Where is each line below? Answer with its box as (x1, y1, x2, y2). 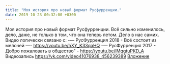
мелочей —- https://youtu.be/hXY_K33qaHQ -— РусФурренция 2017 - (5, 42, 156, 48)
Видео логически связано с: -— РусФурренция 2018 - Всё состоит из (5, 37, 157, 43)
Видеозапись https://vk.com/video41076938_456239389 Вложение (5, 53, 150, 59)
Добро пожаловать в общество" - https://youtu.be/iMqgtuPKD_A (5, 48, 144, 54)
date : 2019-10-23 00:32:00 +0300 (5, 12, 76, 17)
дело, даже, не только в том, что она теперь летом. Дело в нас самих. (5, 31, 159, 38)
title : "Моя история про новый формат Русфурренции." (5, 7, 122, 13)
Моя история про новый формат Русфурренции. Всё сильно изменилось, (5, 26, 165, 32)
